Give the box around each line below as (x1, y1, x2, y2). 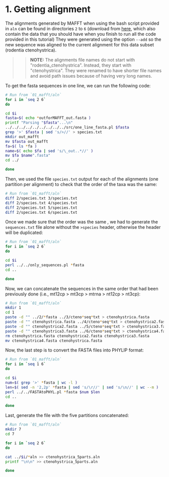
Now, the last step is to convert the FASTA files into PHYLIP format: (5, 347, 144, 353)
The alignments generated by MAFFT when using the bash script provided (5, 20, 159, 26)
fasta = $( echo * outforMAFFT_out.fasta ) (5, 115, 92, 121)
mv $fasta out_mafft (5, 139, 49, 144)
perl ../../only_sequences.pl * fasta (5, 262, 84, 268)
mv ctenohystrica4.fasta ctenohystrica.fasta (5, 338, 102, 343)
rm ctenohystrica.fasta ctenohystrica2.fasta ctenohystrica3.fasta (5, 333, 150, 338)
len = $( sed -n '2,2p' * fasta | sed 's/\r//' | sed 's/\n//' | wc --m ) (5, 385, 159, 390)
